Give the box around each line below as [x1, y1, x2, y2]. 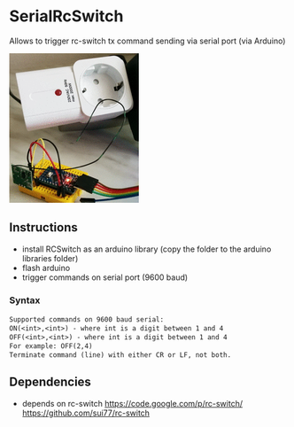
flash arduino [21, 262, 71, 273]
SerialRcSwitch [9, 6, 124, 27]
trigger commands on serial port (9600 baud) [21, 272, 189, 283]
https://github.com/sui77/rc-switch [21, 408, 151, 418]
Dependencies [9, 375, 91, 390]
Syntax [9, 294, 41, 307]
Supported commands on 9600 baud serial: [9, 315, 165, 324]
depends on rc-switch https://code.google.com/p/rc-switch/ [21, 398, 244, 408]
